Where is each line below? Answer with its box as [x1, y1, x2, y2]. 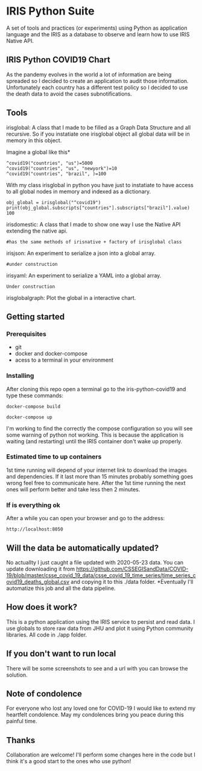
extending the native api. [6, 227, 68, 234]
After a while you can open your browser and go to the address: [6, 515, 165, 522]
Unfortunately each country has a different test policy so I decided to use [6, 84, 188, 91]
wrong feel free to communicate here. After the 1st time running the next [6, 479, 186, 486]
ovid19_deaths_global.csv [6, 578, 70, 585]
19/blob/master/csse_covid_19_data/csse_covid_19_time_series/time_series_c [6, 571, 196, 579]
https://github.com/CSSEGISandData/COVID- [76, 565, 189, 572]
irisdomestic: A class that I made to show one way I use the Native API [6, 220, 181, 228]
